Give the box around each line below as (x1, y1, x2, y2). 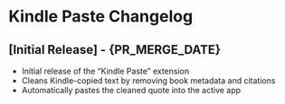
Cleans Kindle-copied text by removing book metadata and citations (21, 75, 276, 86)
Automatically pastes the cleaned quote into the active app (21, 85, 242, 95)
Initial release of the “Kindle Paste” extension (21, 65, 190, 76)
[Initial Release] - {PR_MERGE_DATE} (8, 42, 222, 57)
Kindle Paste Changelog (8, 6, 194, 27)
